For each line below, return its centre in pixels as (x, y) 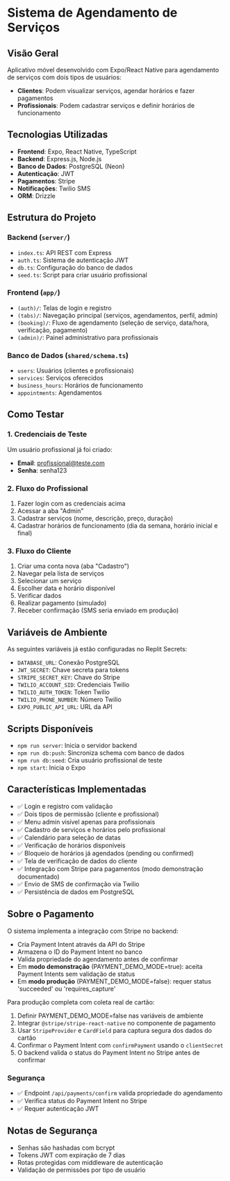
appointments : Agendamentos (59, 393)
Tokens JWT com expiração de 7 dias (71, 1155)
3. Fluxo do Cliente (39, 551)
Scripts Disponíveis (50, 729)
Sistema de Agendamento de (92, 13)
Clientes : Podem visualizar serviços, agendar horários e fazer (106, 91)
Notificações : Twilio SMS (54, 188)
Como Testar (36, 415)
